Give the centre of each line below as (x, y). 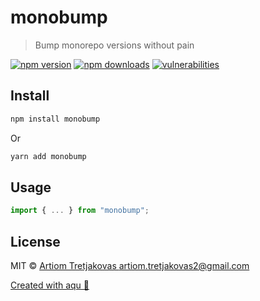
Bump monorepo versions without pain (114, 45)
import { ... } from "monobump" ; (80, 211)
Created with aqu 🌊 (50, 285)
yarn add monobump (48, 156)
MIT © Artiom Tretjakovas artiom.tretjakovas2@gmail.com (130, 265)
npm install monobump (55, 119)
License (35, 241)
